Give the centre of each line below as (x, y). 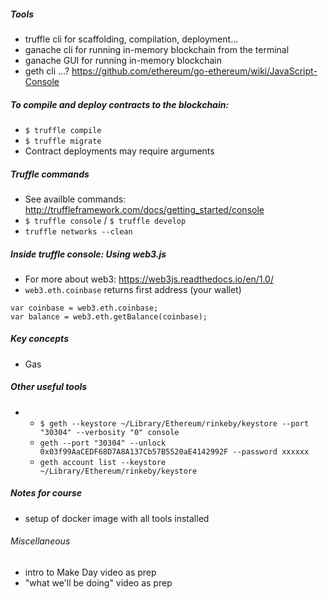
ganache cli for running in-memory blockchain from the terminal (157, 49)
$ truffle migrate (63, 141)
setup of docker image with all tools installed (117, 518)
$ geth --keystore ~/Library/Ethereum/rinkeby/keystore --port (174, 423)
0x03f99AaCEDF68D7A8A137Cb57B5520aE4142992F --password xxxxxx (174, 451)
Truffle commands (50, 174)
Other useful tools (49, 387)
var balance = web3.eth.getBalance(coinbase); (109, 316)
